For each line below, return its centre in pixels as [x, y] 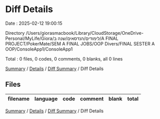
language [46, 98]
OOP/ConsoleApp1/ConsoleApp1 [39, 49]
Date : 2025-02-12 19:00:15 [34, 23]
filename [19, 98]
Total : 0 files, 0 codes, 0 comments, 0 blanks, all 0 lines [64, 58]
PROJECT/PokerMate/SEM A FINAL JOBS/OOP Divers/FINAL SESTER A [80, 43]
